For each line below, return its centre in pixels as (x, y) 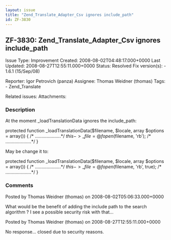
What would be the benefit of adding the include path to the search (76, 206)
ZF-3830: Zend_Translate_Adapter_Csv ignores (83, 40)
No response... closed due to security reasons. (55, 232)
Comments (19, 185)
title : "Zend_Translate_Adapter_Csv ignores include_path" (70, 15)
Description (20, 110)
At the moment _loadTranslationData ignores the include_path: (71, 121)
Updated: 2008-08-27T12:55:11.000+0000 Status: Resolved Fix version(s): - (86, 66)
